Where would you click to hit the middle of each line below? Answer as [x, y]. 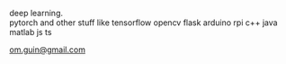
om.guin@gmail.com [47, 50]
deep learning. [36, 13]
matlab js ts [31, 32]
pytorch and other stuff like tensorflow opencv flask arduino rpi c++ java [143, 23]
